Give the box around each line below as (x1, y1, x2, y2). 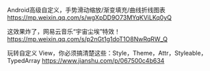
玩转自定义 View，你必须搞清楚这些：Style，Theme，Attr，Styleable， (7, 49, 207, 57)
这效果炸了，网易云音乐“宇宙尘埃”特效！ (7, 28, 121, 35)
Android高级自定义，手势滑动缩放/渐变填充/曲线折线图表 (7, 6, 166, 14)
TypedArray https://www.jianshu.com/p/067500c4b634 (7, 57, 165, 64)
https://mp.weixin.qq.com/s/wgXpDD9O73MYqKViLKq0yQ (7, 14, 172, 22)
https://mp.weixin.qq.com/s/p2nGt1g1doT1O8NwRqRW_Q (7, 35, 168, 43)
